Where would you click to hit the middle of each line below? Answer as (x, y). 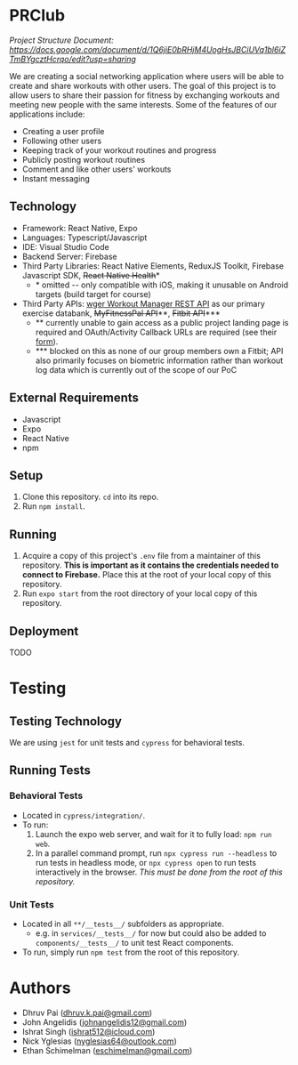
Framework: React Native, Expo (80, 228)
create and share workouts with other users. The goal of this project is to (143, 85)
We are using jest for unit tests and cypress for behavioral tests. (127, 742)
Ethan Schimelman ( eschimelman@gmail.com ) (107, 1050)
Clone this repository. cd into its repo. (90, 497)
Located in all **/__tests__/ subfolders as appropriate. (123, 924)
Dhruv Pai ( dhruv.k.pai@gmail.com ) (87, 1013)
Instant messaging (56, 178)
